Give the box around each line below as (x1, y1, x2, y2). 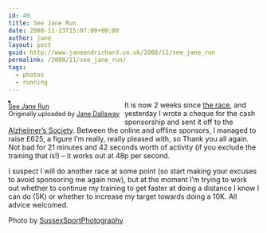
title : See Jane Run (8, 19, 77, 27)
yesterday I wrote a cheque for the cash (124, 108, 256, 118)
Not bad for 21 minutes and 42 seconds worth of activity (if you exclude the (8, 142, 257, 152)
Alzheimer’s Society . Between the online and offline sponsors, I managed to (8, 125, 257, 135)
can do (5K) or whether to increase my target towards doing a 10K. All (8, 192, 238, 201)
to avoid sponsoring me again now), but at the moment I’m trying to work (8, 174, 248, 184)
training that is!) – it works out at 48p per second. (8, 150, 171, 160)
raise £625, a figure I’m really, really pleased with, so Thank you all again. (8, 134, 249, 143)
